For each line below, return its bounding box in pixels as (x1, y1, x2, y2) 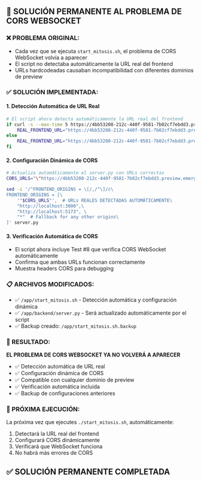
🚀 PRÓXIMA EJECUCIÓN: (6, 405, 80, 413)
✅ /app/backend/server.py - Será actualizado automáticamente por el (14, 309, 187, 316)
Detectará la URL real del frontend (14, 430, 99, 437)
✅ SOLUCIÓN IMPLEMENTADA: (6, 88, 99, 96)
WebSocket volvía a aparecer (14, 54, 88, 61)
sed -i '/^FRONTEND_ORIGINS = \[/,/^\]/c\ (6, 187, 114, 193)
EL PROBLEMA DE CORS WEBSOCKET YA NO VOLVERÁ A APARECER (6, 351, 181, 358)
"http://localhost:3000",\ (17, 203, 84, 209)
